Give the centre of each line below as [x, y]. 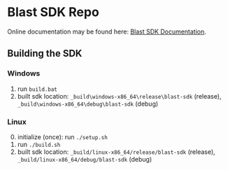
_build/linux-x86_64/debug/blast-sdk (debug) [85, 159]
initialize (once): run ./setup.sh [63, 136]
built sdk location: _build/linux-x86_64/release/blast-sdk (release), [116, 152]
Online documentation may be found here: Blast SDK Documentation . [107, 31]
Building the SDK [45, 54]
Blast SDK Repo [53, 12]
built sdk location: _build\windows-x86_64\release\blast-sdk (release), [119, 96]
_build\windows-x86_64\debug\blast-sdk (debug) [88, 104]
